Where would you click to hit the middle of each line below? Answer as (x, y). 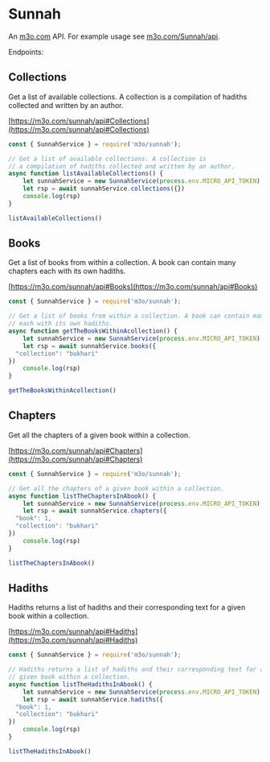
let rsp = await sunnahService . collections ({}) (104, 189)
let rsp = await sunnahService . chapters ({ (95, 511)
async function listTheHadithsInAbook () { (80, 684)
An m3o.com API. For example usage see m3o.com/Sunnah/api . (114, 36)
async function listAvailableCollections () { (86, 174)
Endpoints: (26, 52)
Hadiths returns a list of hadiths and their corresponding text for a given (127, 607)
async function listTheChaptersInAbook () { (82, 496)
